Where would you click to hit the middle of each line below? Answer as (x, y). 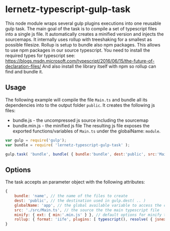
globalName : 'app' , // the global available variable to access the (88, 205)
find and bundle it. (24, 71)
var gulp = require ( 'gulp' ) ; (36, 140)
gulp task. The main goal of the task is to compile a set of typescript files (81, 28)
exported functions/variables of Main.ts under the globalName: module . (87, 131)
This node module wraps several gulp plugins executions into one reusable (83, 23)
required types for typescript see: (40, 55)
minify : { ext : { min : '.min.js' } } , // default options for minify (88, 215)
